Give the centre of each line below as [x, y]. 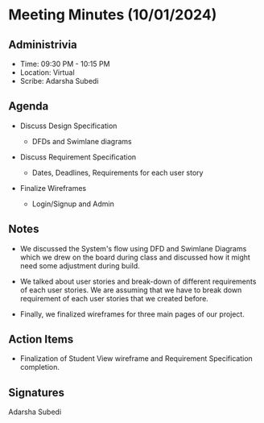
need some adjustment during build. [80, 265]
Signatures [37, 392]
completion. [40, 367]
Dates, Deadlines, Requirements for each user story [118, 172]
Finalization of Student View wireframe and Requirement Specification [136, 359]
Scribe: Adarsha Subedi [59, 81]
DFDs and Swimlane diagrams [82, 141]
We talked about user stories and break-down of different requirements [138, 281]
